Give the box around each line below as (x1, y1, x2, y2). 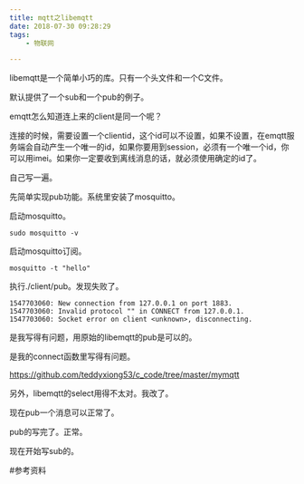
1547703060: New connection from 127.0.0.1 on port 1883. (9, 299, 233, 308)
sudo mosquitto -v (9, 228, 79, 238)
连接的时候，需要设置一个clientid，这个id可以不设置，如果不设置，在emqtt (9, 131, 287, 141)
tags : (9, 30, 30, 39)
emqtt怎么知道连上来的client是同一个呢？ (9, 111, 163, 122)
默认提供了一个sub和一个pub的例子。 (9, 92, 149, 102)
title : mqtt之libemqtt (9, 13, 93, 23)
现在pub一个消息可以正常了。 (9, 407, 119, 418)
